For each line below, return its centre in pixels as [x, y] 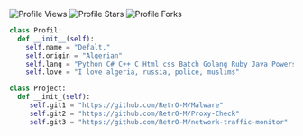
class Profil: [36, 31]
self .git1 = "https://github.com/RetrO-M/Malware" [126, 105]
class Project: [38, 89]
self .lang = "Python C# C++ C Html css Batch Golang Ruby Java [147, 64]
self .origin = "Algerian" [74, 55]
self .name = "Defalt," [68, 47]
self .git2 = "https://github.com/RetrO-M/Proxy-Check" [135, 113]
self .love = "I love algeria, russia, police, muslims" [133, 72]
